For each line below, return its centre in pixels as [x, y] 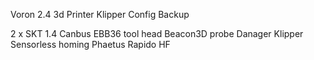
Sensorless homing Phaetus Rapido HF [90, 44]
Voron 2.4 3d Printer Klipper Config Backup [100, 14]
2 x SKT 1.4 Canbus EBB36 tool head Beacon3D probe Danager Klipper [157, 33]
